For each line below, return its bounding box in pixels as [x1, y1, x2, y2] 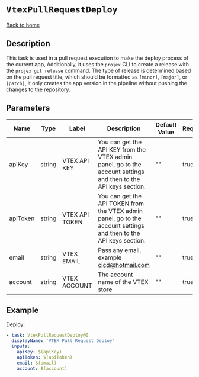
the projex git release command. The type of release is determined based [6, 67, 191, 74]
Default [155, 120, 177, 128]
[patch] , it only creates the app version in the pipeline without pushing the [6, 79, 188, 86]
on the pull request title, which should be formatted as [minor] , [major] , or [6, 73, 188, 80]
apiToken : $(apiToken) [17, 354, 73, 360]
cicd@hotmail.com [97, 260, 150, 269]
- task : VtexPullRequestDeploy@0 [6, 333, 89, 339]
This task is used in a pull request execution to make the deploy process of [6, 54, 189, 62]
